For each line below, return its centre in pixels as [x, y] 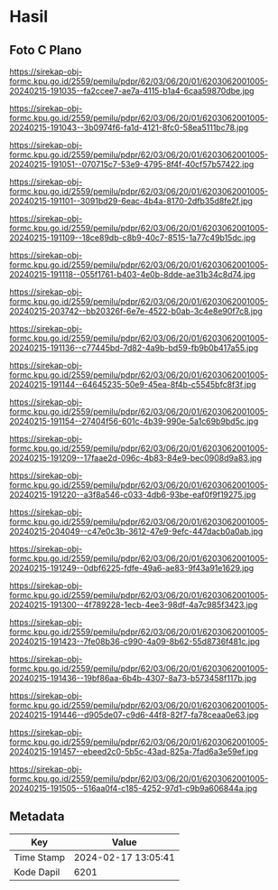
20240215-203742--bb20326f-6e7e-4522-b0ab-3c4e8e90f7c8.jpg [136, 311]
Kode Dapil [37, 872]
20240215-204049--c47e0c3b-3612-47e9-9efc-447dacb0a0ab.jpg [136, 531]
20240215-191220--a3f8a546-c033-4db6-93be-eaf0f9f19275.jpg [133, 495]
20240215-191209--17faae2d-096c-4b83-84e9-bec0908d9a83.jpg [135, 458]
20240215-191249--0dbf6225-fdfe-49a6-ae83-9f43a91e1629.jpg [132, 568]
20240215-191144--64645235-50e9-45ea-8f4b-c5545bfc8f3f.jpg [133, 384]
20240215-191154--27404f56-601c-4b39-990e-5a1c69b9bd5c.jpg [134, 421]
